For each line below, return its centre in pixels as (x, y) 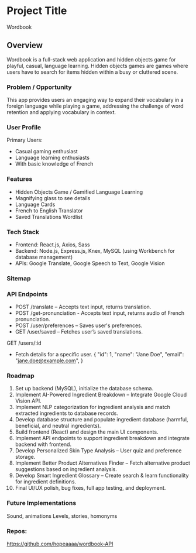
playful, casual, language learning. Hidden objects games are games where (97, 66)
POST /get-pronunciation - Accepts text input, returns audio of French (100, 313)
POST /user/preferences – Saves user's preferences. (79, 325)
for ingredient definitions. (46, 482)
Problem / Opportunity (39, 87)
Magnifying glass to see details (53, 198)
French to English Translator (49, 210)
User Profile (24, 127)
